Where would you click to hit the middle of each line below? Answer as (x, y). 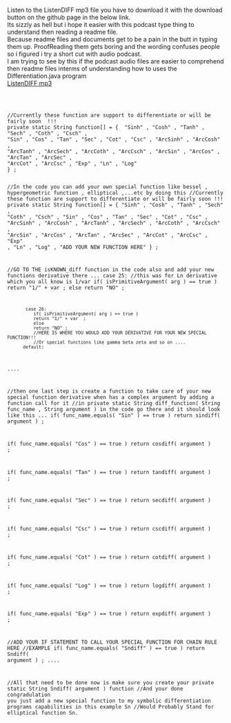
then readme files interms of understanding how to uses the (92, 69)
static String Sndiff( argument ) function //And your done (96, 689)
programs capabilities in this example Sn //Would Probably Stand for (111, 707)
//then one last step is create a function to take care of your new (109, 392)
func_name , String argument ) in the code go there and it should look (114, 410)
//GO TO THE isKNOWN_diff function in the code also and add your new (111, 269)
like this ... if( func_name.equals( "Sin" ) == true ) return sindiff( (114, 416)
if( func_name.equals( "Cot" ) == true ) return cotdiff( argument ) (109, 557)
